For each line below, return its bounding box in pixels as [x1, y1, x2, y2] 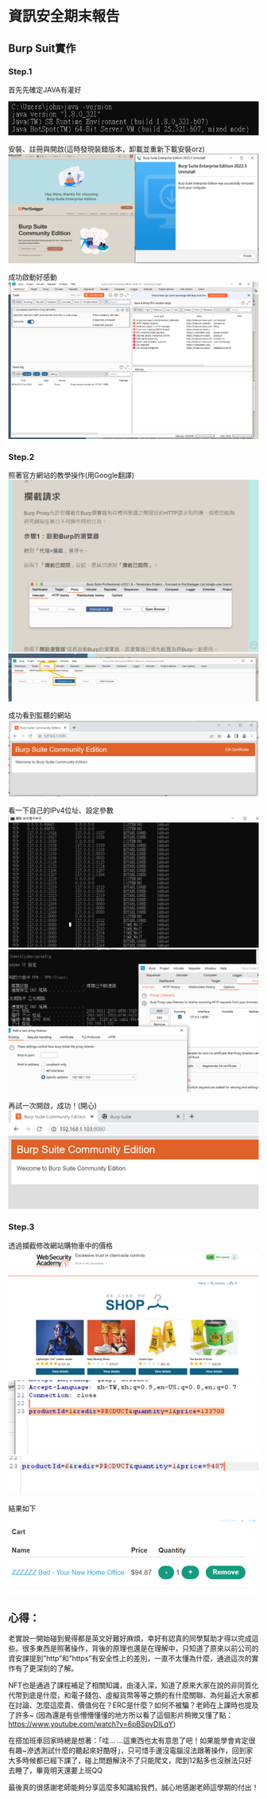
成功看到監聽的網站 [8, 711, 72, 720]
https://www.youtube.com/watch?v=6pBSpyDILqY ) [8, 1719, 176, 1729]
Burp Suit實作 [8, 41, 77, 55]
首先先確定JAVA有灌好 [8, 84, 82, 94]
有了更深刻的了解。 [14, 1664, 78, 1673]
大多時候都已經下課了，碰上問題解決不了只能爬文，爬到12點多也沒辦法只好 [8, 1756, 253, 1766]
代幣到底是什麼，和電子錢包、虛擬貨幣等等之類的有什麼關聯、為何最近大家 [8, 1691, 252, 1700]
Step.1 [8, 65, 33, 76]
